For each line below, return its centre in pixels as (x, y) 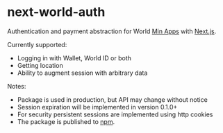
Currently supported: (37, 44)
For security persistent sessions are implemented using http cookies (115, 114)
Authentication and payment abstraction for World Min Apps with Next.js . (112, 31)
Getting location (40, 65)
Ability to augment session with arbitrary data (82, 73)
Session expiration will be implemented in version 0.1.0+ (97, 107)
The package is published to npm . (66, 121)
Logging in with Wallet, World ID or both (74, 58)
